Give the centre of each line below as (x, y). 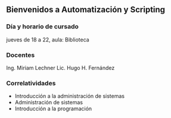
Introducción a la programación (53, 109)
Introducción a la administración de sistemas (70, 96)
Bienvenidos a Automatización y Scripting (86, 10)
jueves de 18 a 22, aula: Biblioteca (48, 39)
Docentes (21, 55)
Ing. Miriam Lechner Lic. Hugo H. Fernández (60, 68)
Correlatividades (31, 83)
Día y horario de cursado (42, 27)
